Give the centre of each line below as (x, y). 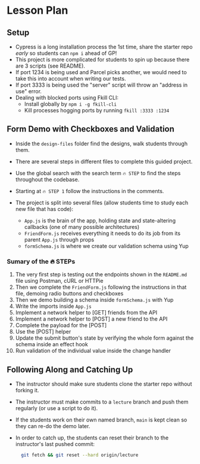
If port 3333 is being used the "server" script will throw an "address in (101, 85)
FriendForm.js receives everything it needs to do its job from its (102, 233)
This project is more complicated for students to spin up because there (102, 59)
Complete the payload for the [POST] (61, 325)
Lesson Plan (37, 10)
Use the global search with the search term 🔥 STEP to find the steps (98, 173)
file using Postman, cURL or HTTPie (59, 281)
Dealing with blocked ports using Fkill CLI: (67, 97)
